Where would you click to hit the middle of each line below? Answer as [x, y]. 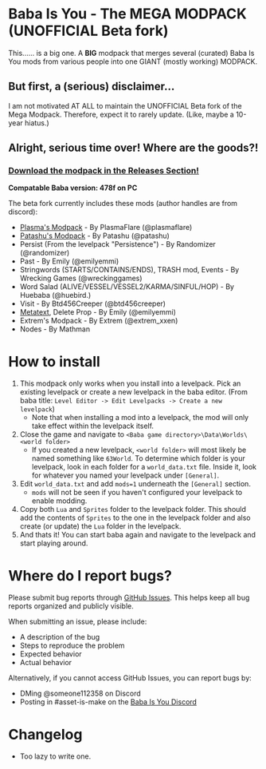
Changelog [45, 734]
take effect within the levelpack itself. [92, 426]
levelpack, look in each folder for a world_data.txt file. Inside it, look [144, 467]
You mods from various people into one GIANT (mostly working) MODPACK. [133, 61]
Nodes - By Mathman [55, 329]
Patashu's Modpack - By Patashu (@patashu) [94, 236]
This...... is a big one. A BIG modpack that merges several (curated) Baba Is [131, 53]
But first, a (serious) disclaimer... [92, 87]
